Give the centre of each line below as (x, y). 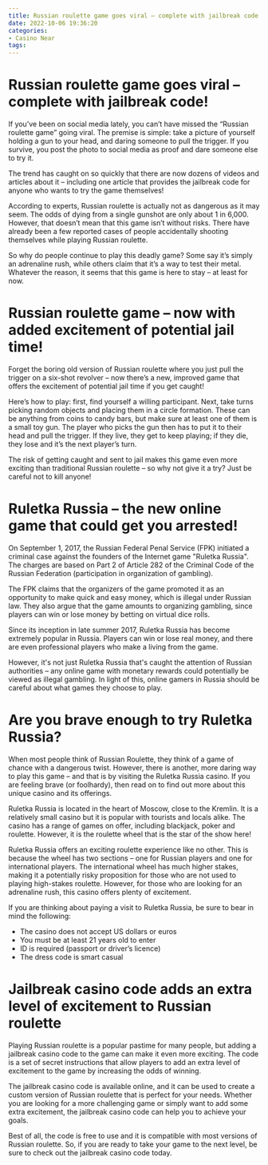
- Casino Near (32, 38)
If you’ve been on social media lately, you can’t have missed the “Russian (128, 124)
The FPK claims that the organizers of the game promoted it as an (116, 589)
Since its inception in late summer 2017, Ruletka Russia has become (119, 630)
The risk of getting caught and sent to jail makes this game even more (123, 459)
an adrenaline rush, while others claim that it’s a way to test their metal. (125, 264)
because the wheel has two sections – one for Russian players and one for (130, 858)
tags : (17, 46)
